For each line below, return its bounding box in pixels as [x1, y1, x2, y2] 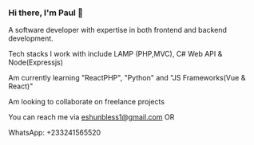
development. [8, 33, 54, 43]
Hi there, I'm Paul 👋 [8, 7, 84, 18]
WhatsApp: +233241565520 [8, 127, 101, 138]
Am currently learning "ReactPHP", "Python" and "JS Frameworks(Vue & [8, 73, 246, 83]
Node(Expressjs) [8, 57, 64, 67]
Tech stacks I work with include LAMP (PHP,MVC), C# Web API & [8, 49, 223, 59]
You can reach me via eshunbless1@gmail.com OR [8, 112, 175, 122]
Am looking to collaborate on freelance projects [8, 97, 165, 107]
